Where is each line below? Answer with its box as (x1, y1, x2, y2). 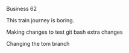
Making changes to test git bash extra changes (6, 28, 123, 36)
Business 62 (6, 5, 37, 12)
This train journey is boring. (6, 17, 75, 23)
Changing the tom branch (6, 40, 70, 47)
